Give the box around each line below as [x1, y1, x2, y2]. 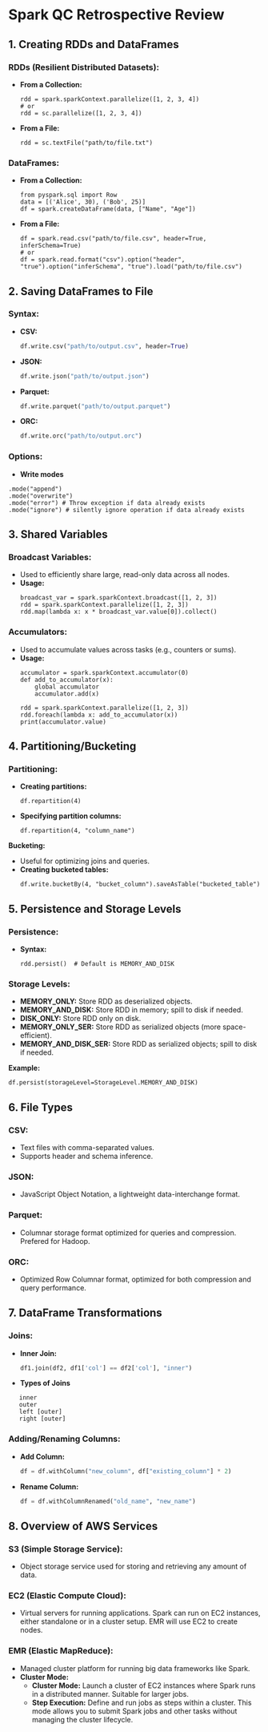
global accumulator [34, 683, 100, 691]
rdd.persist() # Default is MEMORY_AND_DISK [19, 960, 174, 968]
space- [222, 1022, 246, 1032]
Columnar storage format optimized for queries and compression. [19, 1228, 237, 1237]
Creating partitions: [19, 781, 87, 791]
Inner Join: [19, 1348, 58, 1358]
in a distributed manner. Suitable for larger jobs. [31, 1689, 190, 1698]
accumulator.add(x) [34, 689, 100, 698]
